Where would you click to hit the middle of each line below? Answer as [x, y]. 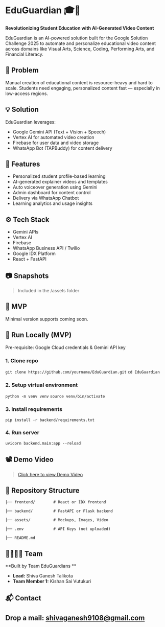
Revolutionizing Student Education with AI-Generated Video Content [80, 28]
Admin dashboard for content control [52, 193]
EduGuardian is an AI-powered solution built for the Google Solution [77, 38]
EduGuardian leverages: [31, 122]
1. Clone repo [22, 360]
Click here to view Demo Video [50, 474]
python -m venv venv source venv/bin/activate [55, 397]
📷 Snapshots [27, 276]
